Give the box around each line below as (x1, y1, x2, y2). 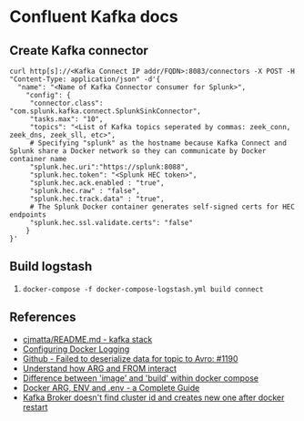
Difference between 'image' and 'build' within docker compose (22, 372, 259, 384)
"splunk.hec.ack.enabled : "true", (29, 179, 166, 188)
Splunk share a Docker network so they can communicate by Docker (9, 147, 267, 156)
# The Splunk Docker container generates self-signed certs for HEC (29, 202, 296, 211)
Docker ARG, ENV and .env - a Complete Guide (22, 382, 200, 393)
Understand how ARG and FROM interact (22, 363, 177, 374)
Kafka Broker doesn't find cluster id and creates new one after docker (22, 392, 285, 403)
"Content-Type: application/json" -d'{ (9, 75, 161, 84)
